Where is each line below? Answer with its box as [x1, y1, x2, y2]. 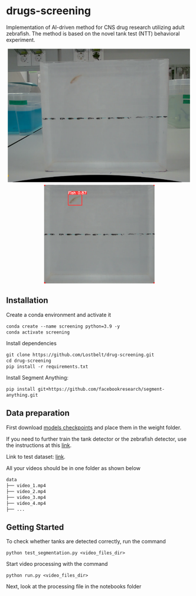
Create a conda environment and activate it [6, 311, 111, 318]
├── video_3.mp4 [6, 494, 46, 500]
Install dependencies [6, 339, 57, 346]
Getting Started [6, 522, 64, 532]
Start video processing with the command [6, 561, 108, 568]
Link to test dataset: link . [6, 453, 66, 460]
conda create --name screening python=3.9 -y [6, 323, 120, 329]
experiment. [6, 36, 35, 43]
